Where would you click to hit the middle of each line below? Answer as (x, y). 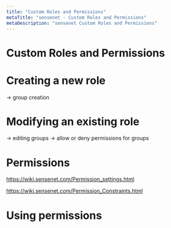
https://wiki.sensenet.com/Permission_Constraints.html (75, 191)
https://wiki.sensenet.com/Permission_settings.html (70, 179)
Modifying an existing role (73, 122)
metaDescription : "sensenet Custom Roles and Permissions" (82, 23)
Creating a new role (56, 81)
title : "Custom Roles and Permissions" (56, 12)
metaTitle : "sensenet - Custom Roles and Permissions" (76, 17)
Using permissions (54, 215)
